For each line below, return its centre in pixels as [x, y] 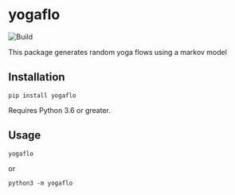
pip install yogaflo [43, 96]
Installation [37, 77]
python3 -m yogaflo [41, 183]
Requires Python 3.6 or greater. [60, 110]
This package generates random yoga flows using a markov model [117, 52]
